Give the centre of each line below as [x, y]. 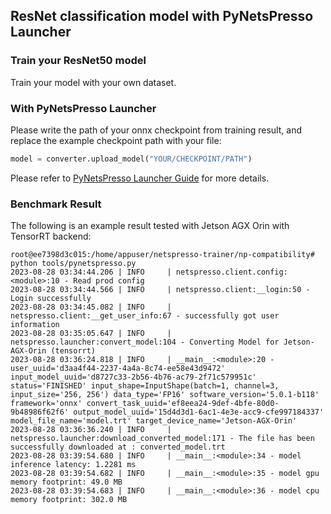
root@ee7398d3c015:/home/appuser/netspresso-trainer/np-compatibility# [162, 255]
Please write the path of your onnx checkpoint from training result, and [156, 130]
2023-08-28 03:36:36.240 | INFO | [91, 430]
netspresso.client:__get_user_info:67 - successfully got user [145, 316]
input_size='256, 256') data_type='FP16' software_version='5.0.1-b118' [165, 395]
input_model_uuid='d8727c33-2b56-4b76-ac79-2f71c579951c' [133, 377]
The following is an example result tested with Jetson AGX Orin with [150, 226]
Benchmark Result [56, 204]
